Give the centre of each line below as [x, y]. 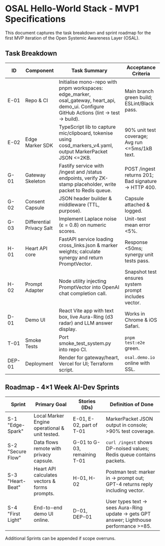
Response [136, 242]
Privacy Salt [39, 228]
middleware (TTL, [79, 204]
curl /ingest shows [129, 442]
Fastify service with [81, 166]
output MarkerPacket [83, 151]
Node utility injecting [82, 281]
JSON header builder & [85, 198]
